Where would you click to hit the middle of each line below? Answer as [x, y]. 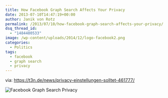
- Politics [21, 47]
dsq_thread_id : [21, 29]
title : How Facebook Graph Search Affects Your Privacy [65, 10]
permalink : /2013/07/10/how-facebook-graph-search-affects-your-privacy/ [85, 24]
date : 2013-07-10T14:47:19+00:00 [40, 15]
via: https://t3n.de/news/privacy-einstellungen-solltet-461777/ [70, 80]
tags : [11, 52]
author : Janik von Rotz [30, 19]
